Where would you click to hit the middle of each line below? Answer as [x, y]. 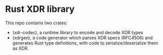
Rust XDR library [40, 9]
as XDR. [20, 48]
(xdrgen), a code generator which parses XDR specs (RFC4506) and [82, 38]
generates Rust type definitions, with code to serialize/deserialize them [85, 43]
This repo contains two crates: [36, 23]
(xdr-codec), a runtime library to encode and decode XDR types [78, 32]
